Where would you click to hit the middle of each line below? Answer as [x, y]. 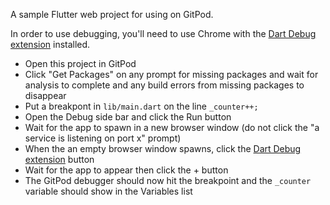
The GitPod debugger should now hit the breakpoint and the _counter [168, 180]
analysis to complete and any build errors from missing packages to [164, 85]
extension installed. [50, 44]
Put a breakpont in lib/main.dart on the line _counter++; [141, 106]
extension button [59, 159]
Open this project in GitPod [80, 63]
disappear [45, 95]
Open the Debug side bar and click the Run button [128, 117]
